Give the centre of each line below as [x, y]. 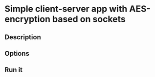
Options [17, 54]
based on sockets [89, 19]
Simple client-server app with [66, 9]
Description [23, 37]
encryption [28, 19]
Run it [14, 70]
